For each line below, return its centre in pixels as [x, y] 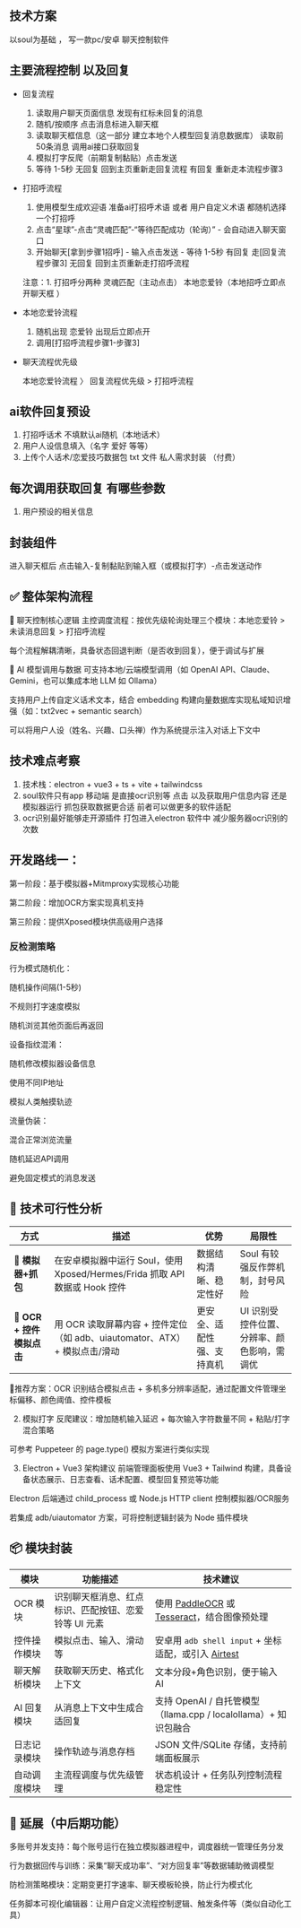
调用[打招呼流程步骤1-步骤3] [88, 343]
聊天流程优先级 [50, 361]
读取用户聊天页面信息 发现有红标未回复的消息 [119, 113]
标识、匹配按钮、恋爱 [99, 1611]
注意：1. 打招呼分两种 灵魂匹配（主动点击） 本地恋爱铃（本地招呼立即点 [154, 282]
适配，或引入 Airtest [197, 1654]
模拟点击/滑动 [91, 1350]
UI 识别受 [259, 1310]
